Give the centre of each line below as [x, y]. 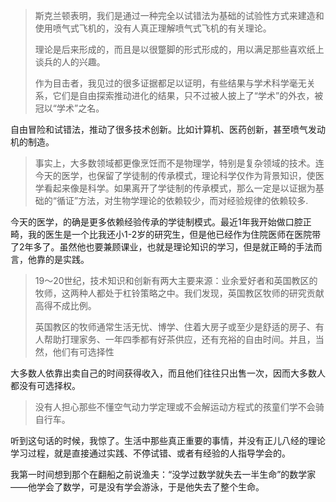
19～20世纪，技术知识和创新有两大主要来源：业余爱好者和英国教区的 [176, 280]
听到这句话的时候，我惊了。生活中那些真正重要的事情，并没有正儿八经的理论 [168, 440]
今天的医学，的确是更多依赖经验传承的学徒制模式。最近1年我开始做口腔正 [161, 222]
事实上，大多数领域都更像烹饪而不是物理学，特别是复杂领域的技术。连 [179, 163]
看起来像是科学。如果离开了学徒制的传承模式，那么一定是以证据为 [179, 188]
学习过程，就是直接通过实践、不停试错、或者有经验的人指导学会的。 [150, 453]
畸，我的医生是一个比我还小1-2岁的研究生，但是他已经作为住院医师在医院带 [166, 234]
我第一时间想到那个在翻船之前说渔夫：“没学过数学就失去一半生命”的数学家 [163, 474]
